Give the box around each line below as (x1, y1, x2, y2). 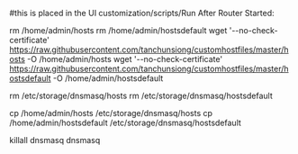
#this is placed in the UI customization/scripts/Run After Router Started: (9, 8, 275, 18)
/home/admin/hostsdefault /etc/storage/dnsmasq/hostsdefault (9, 117, 241, 128)
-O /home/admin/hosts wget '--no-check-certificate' (26, 54, 223, 64)
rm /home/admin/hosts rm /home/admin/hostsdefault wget (9, 25, 228, 35)
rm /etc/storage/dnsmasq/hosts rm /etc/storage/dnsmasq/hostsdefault (9, 90, 273, 101)
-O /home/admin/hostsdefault (52, 73, 164, 84)
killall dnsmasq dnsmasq (9, 135, 101, 145)
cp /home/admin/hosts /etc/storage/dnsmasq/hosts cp (9, 108, 213, 118)
